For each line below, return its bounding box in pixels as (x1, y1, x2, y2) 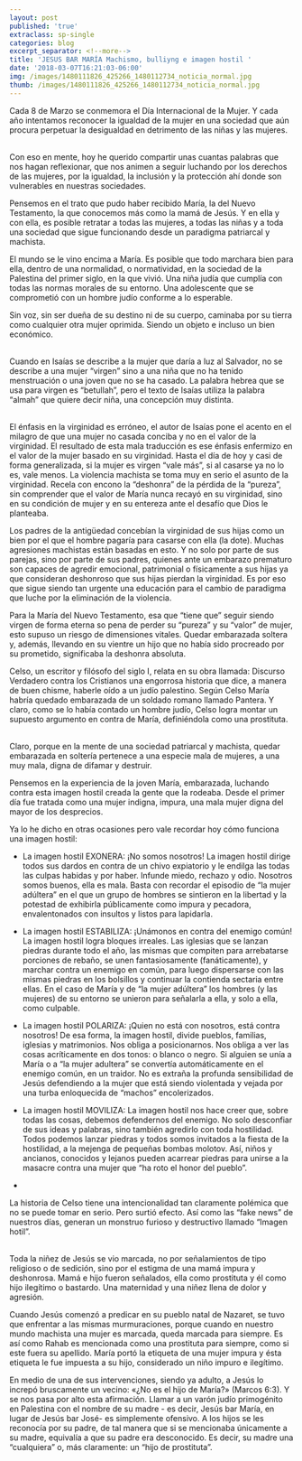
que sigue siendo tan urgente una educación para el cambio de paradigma (9, 582, 287, 593)
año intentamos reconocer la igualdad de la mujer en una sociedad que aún (9, 115, 290, 126)
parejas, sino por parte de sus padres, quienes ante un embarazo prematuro (9, 554, 293, 564)
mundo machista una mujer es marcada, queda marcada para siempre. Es (9, 1328, 284, 1339)
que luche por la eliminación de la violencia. (9, 592, 172, 603)
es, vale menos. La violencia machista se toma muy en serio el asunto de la (9, 469, 288, 479)
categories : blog (9, 38, 75, 48)
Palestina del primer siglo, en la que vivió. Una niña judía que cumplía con (9, 273, 283, 284)
